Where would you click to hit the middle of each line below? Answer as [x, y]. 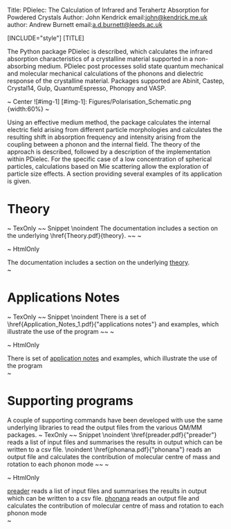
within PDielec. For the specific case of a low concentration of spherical [110, 159]
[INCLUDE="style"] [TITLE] [46, 38]
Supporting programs [70, 401]
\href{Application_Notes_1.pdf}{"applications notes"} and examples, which [113, 324]
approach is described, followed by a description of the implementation [109, 152]
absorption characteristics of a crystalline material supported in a [100, 59]
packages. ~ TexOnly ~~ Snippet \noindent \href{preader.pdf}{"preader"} [112, 434]
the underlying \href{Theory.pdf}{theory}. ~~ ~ [74, 235]
